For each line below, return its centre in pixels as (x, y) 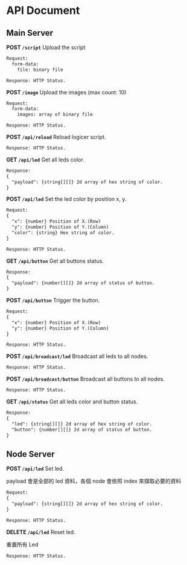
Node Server (31, 454)
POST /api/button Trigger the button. (53, 300)
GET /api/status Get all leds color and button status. (72, 402)
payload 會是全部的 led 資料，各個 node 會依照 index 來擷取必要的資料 (94, 481)
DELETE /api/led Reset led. (41, 532)
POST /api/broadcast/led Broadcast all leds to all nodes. (77, 356)
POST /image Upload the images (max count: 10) (66, 92)
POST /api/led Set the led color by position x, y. (66, 199)
